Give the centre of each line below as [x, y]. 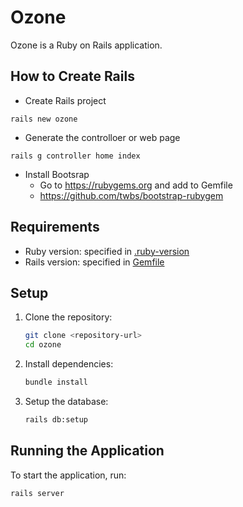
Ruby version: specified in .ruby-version [107, 251]
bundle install [56, 382]
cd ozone [43, 345]
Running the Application [87, 451]
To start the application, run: [68, 475]
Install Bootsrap [57, 174]
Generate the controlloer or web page [102, 137]
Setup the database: [66, 401]
